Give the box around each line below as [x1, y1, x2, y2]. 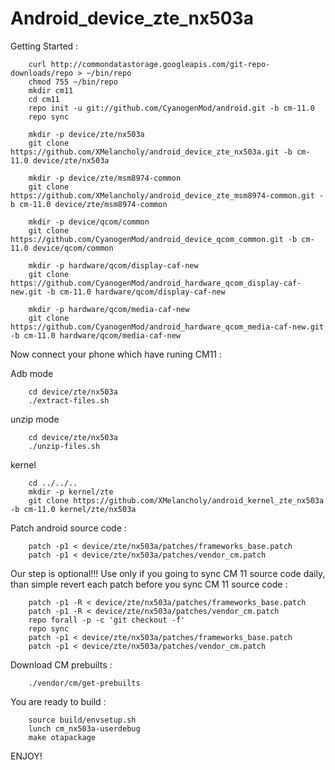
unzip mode [10, 413, 60, 425]
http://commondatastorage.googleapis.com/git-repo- [50, 59, 271, 69]
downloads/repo [10, 68, 74, 78]
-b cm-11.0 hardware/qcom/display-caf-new [46, 287, 226, 297]
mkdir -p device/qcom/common [28, 217, 150, 227]
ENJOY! [10, 750, 43, 762]
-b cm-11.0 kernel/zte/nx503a [10, 504, 137, 514]
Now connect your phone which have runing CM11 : [10, 348, 222, 360]
